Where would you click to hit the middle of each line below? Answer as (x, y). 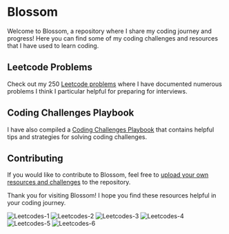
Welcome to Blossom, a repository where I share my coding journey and (110, 31)
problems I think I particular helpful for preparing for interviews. (97, 91)
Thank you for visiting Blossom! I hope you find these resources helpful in (112, 195)
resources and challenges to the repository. (69, 182)
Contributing (35, 158)
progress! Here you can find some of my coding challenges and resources (113, 38)
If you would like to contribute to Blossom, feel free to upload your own (108, 175)
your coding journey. (37, 203)
